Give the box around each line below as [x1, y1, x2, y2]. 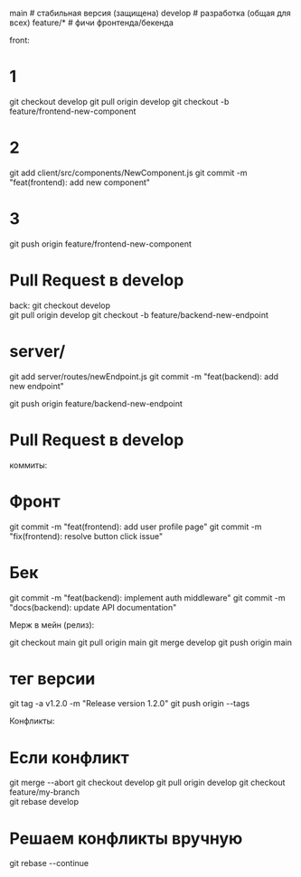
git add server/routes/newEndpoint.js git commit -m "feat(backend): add [9, 370, 278, 382]
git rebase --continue [9, 858, 89, 869]
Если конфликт [9, 747, 129, 768]
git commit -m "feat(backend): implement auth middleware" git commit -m [9, 592, 286, 603]
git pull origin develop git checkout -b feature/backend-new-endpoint [9, 309, 269, 320]
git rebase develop [9, 797, 80, 807]
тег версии [9, 668, 96, 689]
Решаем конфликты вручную [9, 828, 243, 848]
